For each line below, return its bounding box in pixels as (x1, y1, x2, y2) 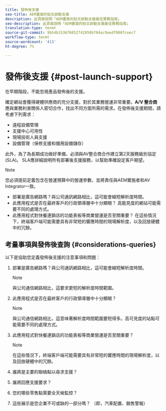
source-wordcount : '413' (5, 40, 56, 44)
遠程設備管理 (12, 122, 39, 127)
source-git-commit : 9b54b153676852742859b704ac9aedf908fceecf (5, 30, 136, 35)
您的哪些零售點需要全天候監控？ (12, 390, 78, 396)
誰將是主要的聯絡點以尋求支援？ (12, 369, 78, 375)
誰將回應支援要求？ (12, 379, 52, 385)
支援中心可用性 (12, 128, 43, 134)
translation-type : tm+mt (5, 26, 56, 31)
